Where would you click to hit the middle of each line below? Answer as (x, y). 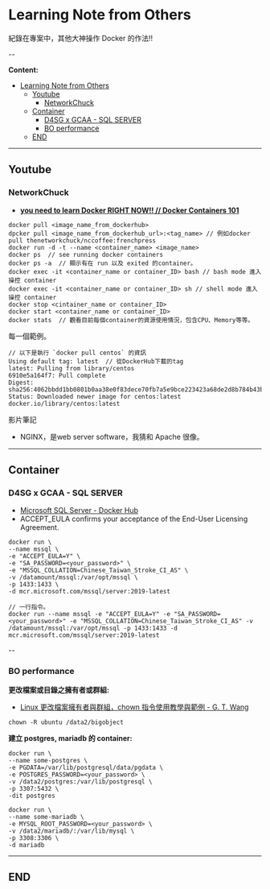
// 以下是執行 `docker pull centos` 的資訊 (78, 353)
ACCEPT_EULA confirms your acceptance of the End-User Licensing (134, 519)
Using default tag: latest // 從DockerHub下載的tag (96, 361)
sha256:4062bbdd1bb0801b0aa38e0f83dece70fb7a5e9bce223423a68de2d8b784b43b (136, 389)
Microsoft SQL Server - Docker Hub (79, 511)
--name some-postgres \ (48, 760)
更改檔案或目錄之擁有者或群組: (59, 689)
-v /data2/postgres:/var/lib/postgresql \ (80, 781)
